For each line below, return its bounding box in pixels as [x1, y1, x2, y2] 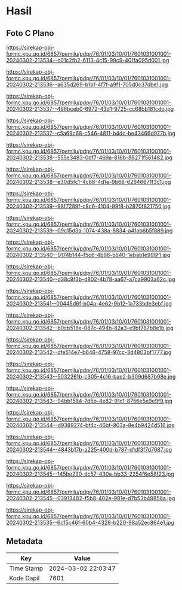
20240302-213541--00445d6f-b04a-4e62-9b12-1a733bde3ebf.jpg [6, 300, 172, 307]
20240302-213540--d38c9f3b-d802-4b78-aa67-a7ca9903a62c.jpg [6, 276, 175, 283]
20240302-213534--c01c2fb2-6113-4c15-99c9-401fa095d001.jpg [6, 57, 169, 63]
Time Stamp [9, 564, 44, 573]
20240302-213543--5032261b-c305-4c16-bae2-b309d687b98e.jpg [6, 373, 176, 380]
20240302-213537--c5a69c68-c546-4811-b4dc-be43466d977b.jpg [6, 130, 176, 137]
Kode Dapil [9, 574, 40, 582]
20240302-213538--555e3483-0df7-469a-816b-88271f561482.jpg [6, 154, 173, 161]
